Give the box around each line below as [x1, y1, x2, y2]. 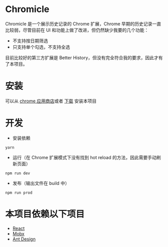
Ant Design [12, 236, 36, 242]
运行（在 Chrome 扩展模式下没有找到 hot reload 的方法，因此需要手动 [12, 154, 157, 160]
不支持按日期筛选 [12, 38, 48, 44]
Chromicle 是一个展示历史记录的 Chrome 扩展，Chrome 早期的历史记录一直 [5, 21, 161, 27]
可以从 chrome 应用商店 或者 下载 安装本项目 [5, 98, 97, 104]
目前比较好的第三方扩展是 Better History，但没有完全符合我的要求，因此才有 [5, 54, 163, 61]
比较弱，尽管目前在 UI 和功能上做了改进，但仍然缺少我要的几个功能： [5, 27, 149, 33]
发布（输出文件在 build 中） [12, 180, 69, 186]
